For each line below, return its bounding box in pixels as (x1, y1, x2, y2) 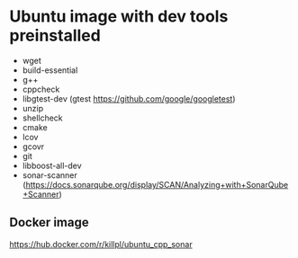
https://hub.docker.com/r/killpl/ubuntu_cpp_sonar (9, 238, 193, 249)
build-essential (22, 65, 78, 76)
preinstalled (9, 25, 101, 46)
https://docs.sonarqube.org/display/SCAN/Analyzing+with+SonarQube (25, 179, 289, 190)
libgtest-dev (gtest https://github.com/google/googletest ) (22, 93, 236, 104)
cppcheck (22, 84, 60, 94)
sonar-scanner (22, 169, 78, 181)
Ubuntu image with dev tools (9, 6, 229, 27)
